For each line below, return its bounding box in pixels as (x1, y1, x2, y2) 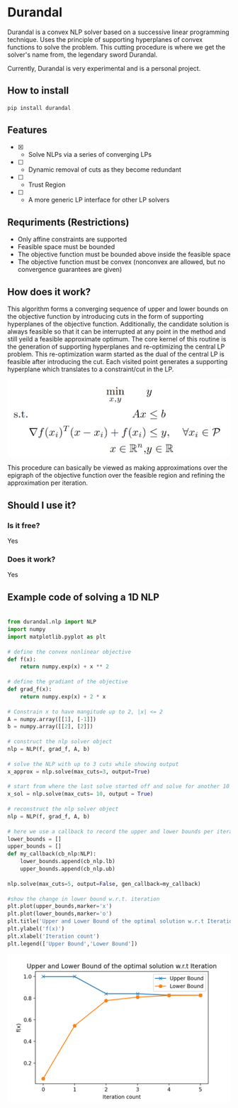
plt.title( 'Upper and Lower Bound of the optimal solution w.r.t (7, 918, 204, 925)
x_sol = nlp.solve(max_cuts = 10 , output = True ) (7, 791, 154, 798)
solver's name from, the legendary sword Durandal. (7, 50, 158, 59)
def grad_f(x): (7, 686, 52, 693)
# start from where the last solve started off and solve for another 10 (7, 783, 230, 790)
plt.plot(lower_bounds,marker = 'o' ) (7, 910, 113, 918)
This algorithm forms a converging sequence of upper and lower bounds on (7, 305, 229, 313)
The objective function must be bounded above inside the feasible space (17, 250, 231, 259)
